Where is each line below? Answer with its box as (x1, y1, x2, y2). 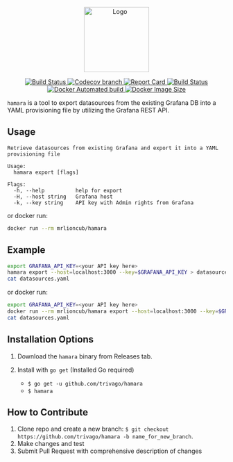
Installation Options (7, 333, 94, 345)
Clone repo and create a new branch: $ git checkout (17, 424, 169, 434)
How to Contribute (7, 406, 89, 418)
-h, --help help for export (13, 187, 123, 194)
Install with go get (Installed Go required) (17, 365, 135, 374)
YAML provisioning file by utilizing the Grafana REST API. (7, 106, 170, 114)
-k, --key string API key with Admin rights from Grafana (13, 199, 194, 206)
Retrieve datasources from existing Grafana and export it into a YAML (7, 145, 218, 151)
